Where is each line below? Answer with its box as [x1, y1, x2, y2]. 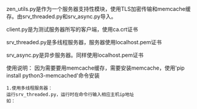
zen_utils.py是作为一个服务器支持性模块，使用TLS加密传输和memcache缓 [6, 5, 191, 12]
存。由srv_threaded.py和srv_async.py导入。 [6, 13, 117, 20]
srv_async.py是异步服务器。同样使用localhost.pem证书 [6, 51, 144, 59]
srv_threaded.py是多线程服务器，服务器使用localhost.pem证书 [6, 39, 162, 45]
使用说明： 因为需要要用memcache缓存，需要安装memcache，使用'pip [6, 64, 185, 71]
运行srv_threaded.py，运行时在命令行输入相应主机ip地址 [6, 91, 134, 97]
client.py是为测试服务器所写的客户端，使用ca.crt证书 [6, 26, 139, 33]
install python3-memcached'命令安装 [6, 72, 100, 79]
